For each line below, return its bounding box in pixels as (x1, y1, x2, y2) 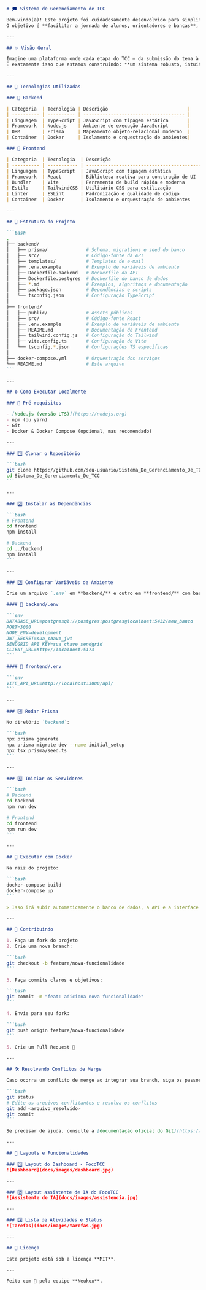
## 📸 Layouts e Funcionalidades (6, 1150, 89, 1156)
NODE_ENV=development (6, 629, 62, 635)
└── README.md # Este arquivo (6, 361, 124, 367)
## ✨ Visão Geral (6, 45, 52, 51)
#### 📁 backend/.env (6, 602, 59, 608)
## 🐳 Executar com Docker (6, 854, 72, 860)
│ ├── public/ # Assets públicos (6, 309, 133, 316)
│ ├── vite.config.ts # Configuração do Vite (6, 338, 147, 344)
